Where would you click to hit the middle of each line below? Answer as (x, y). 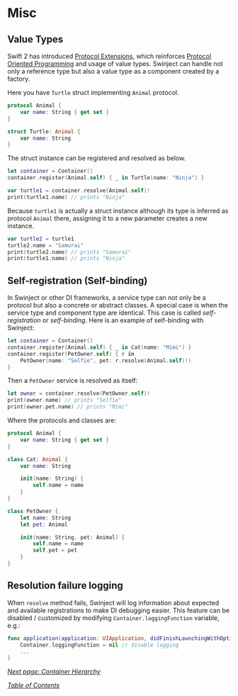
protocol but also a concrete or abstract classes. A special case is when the (118, 305)
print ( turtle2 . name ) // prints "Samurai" (69, 252)
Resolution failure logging (66, 586)
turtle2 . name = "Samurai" (45, 245)
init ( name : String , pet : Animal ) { (73, 537)
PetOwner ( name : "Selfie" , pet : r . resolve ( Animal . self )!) (106, 360)
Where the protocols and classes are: (62, 420)
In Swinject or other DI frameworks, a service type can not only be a (107, 298)
